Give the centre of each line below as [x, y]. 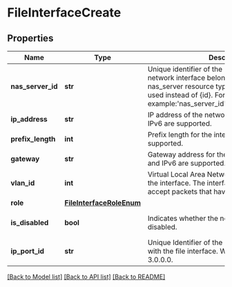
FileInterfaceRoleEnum [103, 203]
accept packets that [180, 191]
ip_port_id [28, 251]
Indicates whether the [183, 218]
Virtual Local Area [176, 174]
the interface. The [176, 183]
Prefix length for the [180, 135]
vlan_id [23, 183]
